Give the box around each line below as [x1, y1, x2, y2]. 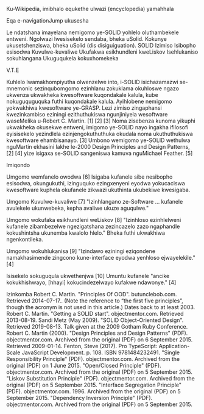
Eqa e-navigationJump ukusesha [6, 17, 90, 24]
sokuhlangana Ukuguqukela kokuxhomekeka [6, 55, 119, 62]
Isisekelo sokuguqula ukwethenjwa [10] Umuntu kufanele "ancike [6, 273, 170, 279]
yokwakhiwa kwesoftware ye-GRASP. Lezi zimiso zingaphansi [6, 104, 163, 112]
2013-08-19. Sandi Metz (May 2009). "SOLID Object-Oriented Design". [6, 316, 184, 324]
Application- [158, 343, 190, 349]
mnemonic [6, 85, 33, 92]
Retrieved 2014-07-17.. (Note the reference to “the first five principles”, [6, 297, 184, 304]
